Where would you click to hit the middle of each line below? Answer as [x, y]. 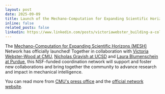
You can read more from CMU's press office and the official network [74, 81]
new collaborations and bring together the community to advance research [81, 67]
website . [14, 86]
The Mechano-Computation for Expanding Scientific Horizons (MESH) [76, 46]
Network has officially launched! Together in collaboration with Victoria [77, 51]
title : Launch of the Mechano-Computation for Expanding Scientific [77, 19]
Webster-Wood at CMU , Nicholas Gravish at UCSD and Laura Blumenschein [82, 56]
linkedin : [15, 32]
